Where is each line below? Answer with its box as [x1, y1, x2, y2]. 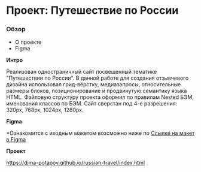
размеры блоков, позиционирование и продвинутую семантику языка [6, 87, 187, 95]
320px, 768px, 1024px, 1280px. [6, 106, 84, 114]
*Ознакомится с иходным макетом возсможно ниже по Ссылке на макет [6, 129, 195, 137]
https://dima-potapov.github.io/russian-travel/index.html [6, 159, 145, 167]
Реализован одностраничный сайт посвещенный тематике [6, 68, 157, 76]
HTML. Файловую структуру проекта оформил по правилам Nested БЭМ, [6, 93, 194, 101]
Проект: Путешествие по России [6, 4, 179, 17]
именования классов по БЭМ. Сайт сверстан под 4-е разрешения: [6, 100, 178, 107]
